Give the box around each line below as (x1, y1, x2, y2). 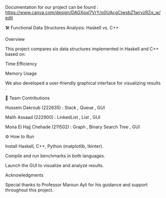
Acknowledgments (5, 172, 44, 178)
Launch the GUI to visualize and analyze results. (5, 163, 104, 168)
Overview (5, 36, 25, 42)
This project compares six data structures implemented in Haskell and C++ (5, 46, 159, 52)
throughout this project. (5, 187, 54, 193)
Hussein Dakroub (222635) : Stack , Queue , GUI (5, 104, 105, 110)
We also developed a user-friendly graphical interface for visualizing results (5, 80, 161, 86)
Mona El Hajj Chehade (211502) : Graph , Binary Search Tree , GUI (5, 124, 140, 130)
